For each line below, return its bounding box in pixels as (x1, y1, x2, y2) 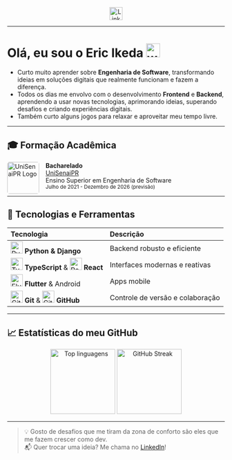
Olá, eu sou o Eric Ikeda (7, 45, 144, 61)
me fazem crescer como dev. (23, 435, 108, 443)
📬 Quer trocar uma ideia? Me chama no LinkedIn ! (23, 443, 167, 452)
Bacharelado (46, 161, 83, 169)
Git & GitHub (24, 295, 80, 305)
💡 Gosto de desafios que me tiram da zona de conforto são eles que (23, 427, 219, 436)
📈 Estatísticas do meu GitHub (7, 326, 138, 338)
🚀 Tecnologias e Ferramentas (7, 209, 135, 221)
